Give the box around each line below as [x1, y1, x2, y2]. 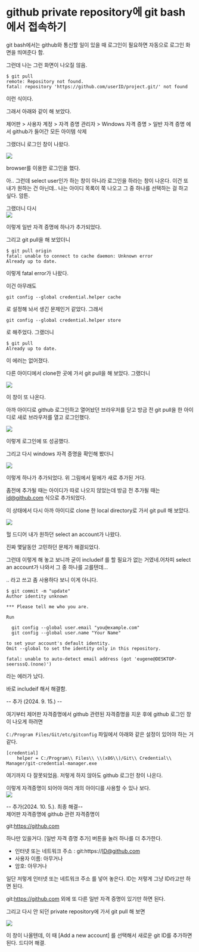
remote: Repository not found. [6, 78, 84, 84]
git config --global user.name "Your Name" [11, 630, 121, 636]
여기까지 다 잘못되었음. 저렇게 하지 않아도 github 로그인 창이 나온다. [6, 771, 163, 779]
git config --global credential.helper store [6, 317, 121, 323]
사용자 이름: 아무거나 [14, 855, 63, 862]
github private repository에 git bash [6, 5, 186, 19]
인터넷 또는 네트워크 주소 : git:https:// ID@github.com [14, 847, 141, 854]
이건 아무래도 [6, 282, 37, 289]
